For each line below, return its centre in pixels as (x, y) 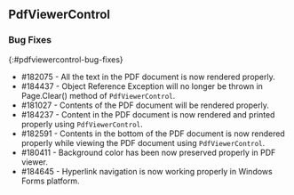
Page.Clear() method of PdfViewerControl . (98, 95)
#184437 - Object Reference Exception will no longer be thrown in (142, 86)
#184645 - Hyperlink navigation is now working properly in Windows (147, 171)
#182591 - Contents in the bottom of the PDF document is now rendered (153, 134)
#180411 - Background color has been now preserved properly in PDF (148, 152)
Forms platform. (50, 181)
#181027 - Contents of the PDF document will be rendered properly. (145, 105)
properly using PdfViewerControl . (82, 124)
